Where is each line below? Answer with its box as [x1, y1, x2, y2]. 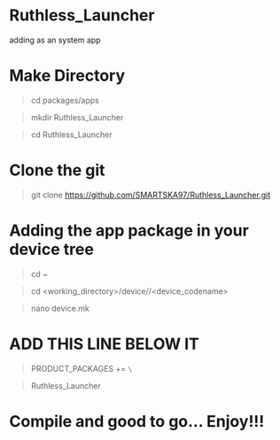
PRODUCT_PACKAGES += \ [30, 363, 133, 374]
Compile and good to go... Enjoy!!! [9, 411, 265, 431]
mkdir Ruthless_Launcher [30, 112, 124, 122]
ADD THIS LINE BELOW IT [9, 334, 199, 354]
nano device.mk [30, 303, 90, 313]
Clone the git [9, 160, 105, 181]
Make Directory [9, 66, 126, 86]
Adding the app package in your [9, 220, 250, 240]
